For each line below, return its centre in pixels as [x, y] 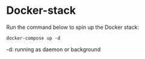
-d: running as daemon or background [54, 49]
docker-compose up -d [33, 38]
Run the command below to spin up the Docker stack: [73, 27]
